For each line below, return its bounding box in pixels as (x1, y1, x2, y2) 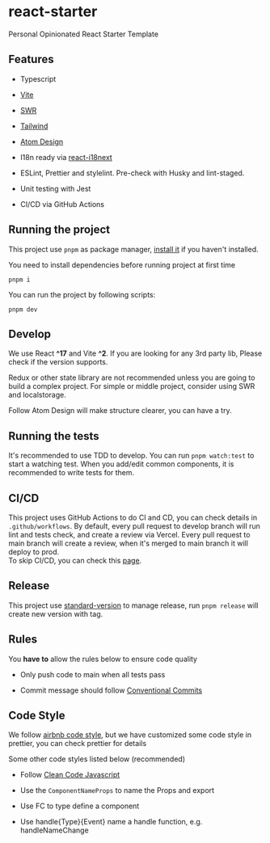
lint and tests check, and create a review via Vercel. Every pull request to (8, 530, 251, 539)
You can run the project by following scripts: (8, 289, 156, 299)
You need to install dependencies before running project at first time (8, 259, 236, 269)
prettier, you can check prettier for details (8, 739, 147, 748)
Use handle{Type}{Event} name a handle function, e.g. (19, 817, 203, 827)
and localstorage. (8, 390, 66, 400)
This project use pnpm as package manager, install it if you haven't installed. (8, 244, 259, 254)
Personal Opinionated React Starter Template (8, 29, 159, 39)
